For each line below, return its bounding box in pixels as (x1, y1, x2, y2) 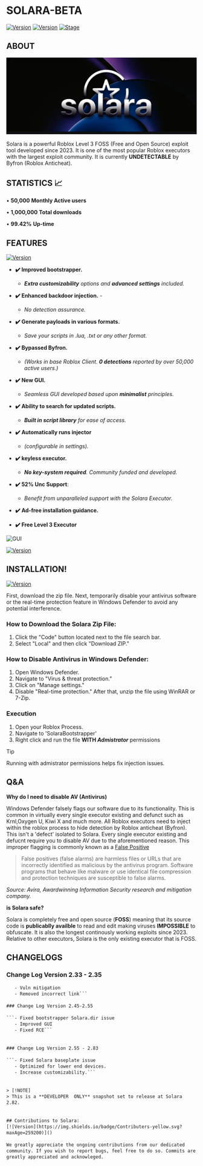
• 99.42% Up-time (6, 220, 54, 228)
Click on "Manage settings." (14, 682, 85, 689)
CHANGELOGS (6, 952, 63, 963)
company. (6, 892, 31, 900)
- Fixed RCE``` (14, 1027, 53, 1033)
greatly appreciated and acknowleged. (6, 1154, 104, 1160)
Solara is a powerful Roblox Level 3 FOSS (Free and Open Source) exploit (6, 140, 188, 148)
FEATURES (6, 238, 48, 248)
